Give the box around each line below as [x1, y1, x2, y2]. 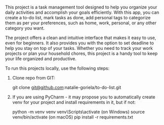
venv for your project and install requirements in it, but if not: [12, 99, 136, 105]
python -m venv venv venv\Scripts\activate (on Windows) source [12, 109, 145, 115]
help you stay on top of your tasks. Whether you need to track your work [5, 45, 153, 51]
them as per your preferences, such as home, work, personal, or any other [5, 20, 157, 26]
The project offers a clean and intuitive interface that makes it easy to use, [5, 35, 157, 41]
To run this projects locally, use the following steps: [5, 65, 110, 71]
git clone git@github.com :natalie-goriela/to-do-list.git [12, 84, 122, 90]
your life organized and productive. [5, 56, 77, 61]
